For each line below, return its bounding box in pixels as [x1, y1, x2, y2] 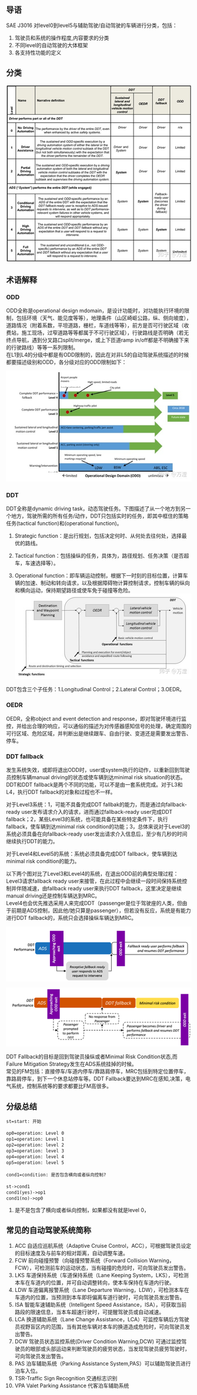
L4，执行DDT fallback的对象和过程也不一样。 [6, 788, 116, 796]
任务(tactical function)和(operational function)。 [6, 520, 122, 527]
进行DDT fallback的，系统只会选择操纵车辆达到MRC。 [6, 914, 137, 922]
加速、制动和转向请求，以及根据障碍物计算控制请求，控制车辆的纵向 [25, 579, 190, 587]
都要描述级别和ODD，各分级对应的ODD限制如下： [6, 359, 127, 366]
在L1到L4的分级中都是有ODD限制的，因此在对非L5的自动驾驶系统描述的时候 [6, 352, 189, 359]
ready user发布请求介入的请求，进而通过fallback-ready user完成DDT [6, 808, 172, 816]
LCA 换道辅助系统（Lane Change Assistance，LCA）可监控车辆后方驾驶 [14, 1316, 189, 1323]
